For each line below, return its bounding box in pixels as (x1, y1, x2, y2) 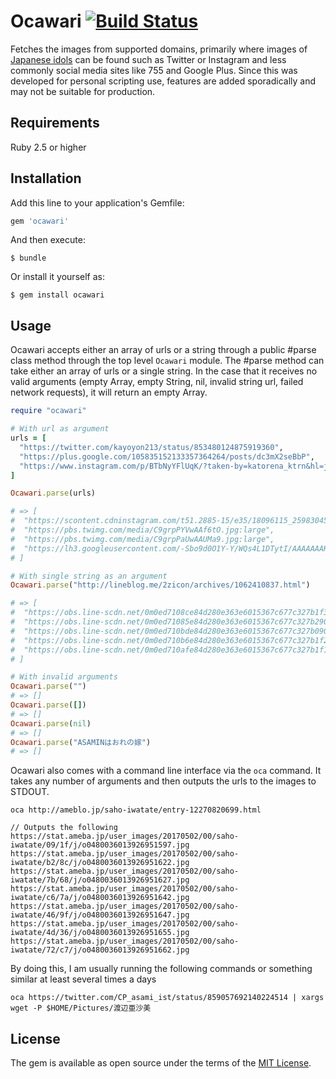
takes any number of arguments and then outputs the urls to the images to (10, 775, 317, 787)
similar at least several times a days (10, 973, 157, 985)
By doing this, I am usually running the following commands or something (10, 963, 313, 975)
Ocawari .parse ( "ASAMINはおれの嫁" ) (10, 737, 152, 747)
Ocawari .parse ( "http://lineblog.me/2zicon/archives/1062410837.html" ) (10, 580, 311, 590)
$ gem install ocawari (10, 290, 105, 300)
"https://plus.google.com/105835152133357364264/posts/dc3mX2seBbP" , (19, 451, 315, 462)
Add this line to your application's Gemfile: (10, 196, 185, 209)
